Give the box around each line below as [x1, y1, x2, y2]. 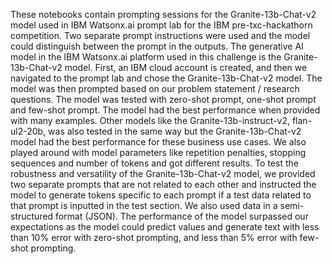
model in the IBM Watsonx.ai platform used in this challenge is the [10, 51, 282, 63]
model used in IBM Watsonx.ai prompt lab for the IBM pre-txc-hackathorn [10, 19, 313, 31]
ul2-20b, [10, 125, 47, 137]
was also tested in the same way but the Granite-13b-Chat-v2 [48, 125, 302, 137]
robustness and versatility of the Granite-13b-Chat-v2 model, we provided [10, 168, 316, 179]
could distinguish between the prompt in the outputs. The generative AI [10, 40, 304, 52]
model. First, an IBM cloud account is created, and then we [64, 62, 308, 73]
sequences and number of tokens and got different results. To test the [10, 157, 299, 169]
